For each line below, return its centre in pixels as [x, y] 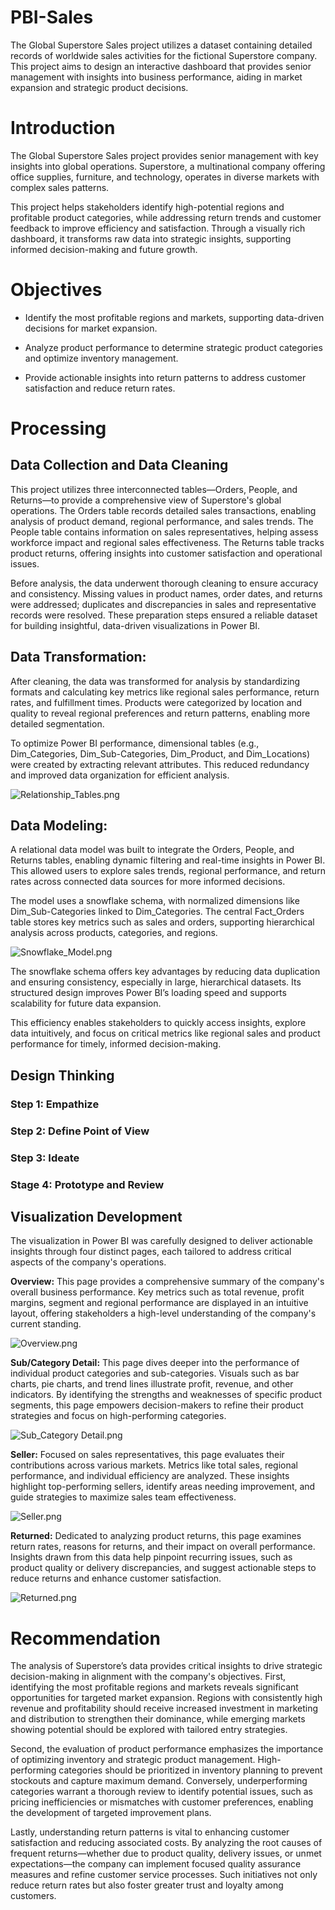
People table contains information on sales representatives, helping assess [164, 532]
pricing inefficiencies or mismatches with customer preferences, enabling [162, 1802]
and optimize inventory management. [101, 358]
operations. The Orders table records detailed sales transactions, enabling [163, 510]
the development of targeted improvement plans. [111, 1813]
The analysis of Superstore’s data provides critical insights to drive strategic [166, 1666]
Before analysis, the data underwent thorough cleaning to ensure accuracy [164, 583]
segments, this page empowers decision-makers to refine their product [157, 1405]
